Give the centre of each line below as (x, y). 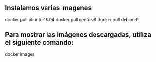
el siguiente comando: (39, 42)
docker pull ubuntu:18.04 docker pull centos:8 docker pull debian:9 (72, 19)
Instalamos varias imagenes (48, 8)
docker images (20, 54)
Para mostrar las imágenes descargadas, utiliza (78, 35)
